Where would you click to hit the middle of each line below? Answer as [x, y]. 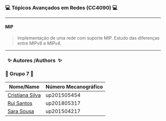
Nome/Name [24, 87]
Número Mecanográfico [74, 87]
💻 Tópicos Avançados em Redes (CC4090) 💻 [61, 7]
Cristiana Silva [24, 95]
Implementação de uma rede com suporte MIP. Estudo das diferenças [88, 38]
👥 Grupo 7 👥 [20, 74]
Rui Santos [20, 103]
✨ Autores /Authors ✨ [35, 60]
